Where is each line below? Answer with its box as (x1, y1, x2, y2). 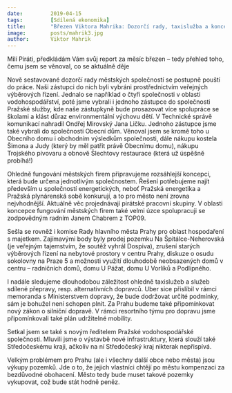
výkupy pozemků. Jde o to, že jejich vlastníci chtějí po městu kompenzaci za (7, 363, 225, 372)
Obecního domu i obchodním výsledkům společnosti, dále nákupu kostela (7, 134, 217, 143)
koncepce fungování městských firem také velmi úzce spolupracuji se (7, 207, 206, 215)
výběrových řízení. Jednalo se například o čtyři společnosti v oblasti (7, 91, 201, 99)
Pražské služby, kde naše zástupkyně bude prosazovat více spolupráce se (7, 105, 220, 113)
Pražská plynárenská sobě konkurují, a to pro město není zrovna (7, 192, 190, 201)
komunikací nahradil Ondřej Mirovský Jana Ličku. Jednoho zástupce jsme (7, 120, 217, 128)
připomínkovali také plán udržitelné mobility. (7, 314, 133, 322)
